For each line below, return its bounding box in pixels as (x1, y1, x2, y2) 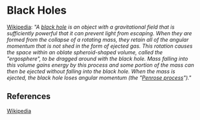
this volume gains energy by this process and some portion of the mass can (7, 61, 195, 69)
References (7, 91, 51, 101)
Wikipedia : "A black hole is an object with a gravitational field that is (7, 23, 175, 30)
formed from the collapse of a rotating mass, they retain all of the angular (7, 36, 189, 43)
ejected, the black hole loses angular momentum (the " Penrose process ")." (7, 74, 192, 81)
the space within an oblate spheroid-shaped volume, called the (7, 48, 163, 56)
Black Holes (7, 4, 67, 17)
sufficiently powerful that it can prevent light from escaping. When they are (7, 29, 192, 36)
